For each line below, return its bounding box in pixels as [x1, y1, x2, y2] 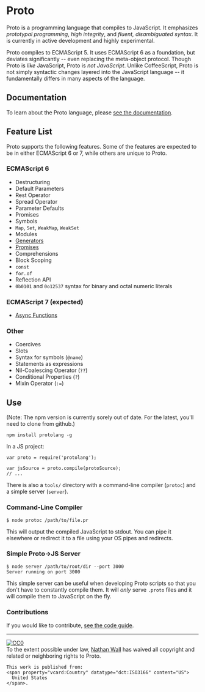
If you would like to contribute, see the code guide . [6, 622, 134, 629]
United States [12, 675, 48, 681]
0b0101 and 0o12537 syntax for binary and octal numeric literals [15, 282, 173, 289]
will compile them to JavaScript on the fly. [6, 592, 112, 600]
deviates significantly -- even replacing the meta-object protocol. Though [6, 55, 191, 62]
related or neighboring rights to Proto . [6, 652, 101, 660]
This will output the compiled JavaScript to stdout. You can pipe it [6, 527, 172, 535]
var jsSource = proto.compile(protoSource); [6, 466, 121, 472]
